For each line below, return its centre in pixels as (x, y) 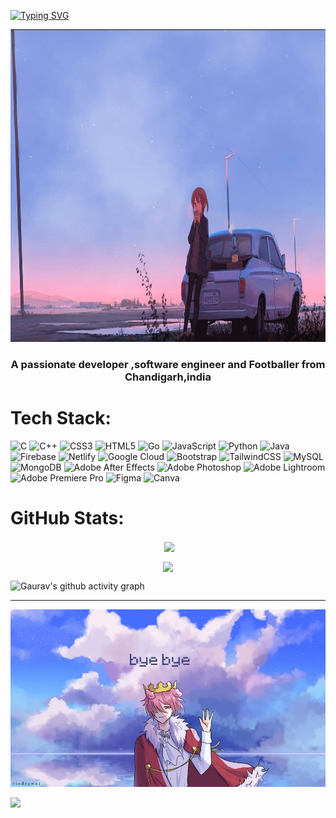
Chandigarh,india (168, 377)
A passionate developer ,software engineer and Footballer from (168, 364)
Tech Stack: (61, 418)
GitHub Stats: (67, 518)
